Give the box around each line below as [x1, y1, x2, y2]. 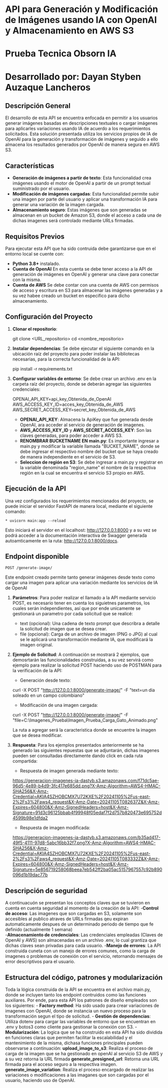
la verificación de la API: [12, 668, 62, 674]
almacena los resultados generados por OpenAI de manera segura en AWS [5, 142, 160, 148]
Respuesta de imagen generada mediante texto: [19, 768, 119, 774]
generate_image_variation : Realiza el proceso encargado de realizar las [5, 1067, 154, 1073]
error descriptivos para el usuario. [5, 959, 75, 965]
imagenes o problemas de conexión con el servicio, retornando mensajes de [5, 953, 163, 959]
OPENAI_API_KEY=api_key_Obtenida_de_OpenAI [12, 396, 111, 402]
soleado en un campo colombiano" [12, 692, 85, 698]
